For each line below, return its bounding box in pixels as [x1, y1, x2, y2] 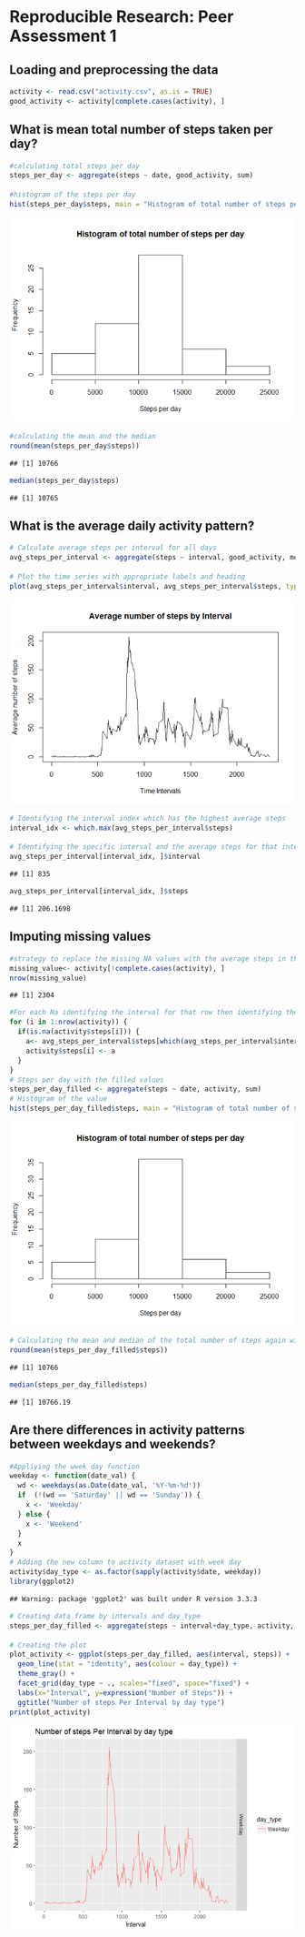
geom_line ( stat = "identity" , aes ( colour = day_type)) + [17, 1660, 238, 1669]
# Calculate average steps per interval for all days [9, 543, 218, 552]
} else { [17, 1509, 51, 1518]
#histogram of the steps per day [9, 190, 136, 199]
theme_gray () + [17, 1670, 75, 1679]
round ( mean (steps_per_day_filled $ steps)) [9, 1345, 169, 1355]
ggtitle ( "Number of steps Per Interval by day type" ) [17, 1698, 225, 1707]
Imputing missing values [9, 929, 152, 944]
